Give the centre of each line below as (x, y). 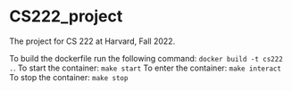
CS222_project (66, 17)
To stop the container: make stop (69, 77)
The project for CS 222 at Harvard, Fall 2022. (92, 41)
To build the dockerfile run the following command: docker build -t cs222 (146, 58)
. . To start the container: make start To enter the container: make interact (145, 68)
